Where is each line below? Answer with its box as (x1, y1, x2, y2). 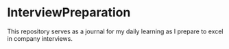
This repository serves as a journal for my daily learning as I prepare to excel (7, 27, 224, 35)
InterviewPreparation (7, 5, 131, 20)
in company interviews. (7, 34, 73, 42)
